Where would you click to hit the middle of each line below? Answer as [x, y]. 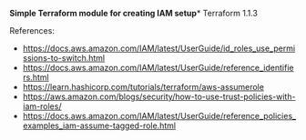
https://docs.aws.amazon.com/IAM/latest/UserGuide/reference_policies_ [159, 116]
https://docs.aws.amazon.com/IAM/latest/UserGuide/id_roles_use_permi [159, 48]
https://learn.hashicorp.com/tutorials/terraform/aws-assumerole [143, 87]
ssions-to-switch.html [64, 58]
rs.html [36, 77]
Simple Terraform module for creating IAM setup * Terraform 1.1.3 [133, 13]
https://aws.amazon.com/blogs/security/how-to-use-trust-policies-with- [159, 96]
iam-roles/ [42, 106]
